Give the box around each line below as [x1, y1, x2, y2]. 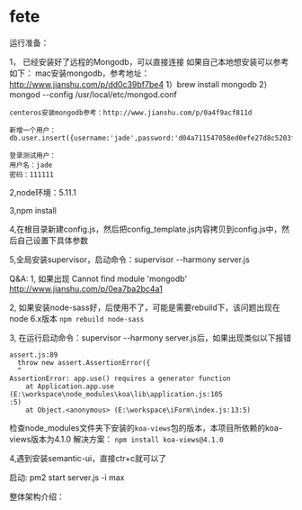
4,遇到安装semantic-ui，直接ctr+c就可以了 [9, 452, 167, 463]
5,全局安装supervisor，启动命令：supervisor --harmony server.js [9, 254, 250, 265]
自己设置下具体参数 [16, 234, 88, 245]
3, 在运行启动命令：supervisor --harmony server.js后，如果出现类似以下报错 [9, 332, 292, 343]
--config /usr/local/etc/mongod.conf [41, 88, 177, 100]
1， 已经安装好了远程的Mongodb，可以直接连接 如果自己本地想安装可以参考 [9, 56, 289, 67]
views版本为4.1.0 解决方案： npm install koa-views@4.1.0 [9, 433, 224, 444]
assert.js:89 [9, 350, 58, 360]
